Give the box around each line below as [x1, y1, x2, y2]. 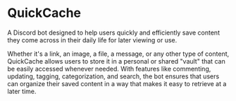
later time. [7, 87, 37, 95]
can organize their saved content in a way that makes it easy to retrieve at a [7, 79, 227, 88]
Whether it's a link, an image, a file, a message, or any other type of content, [7, 49, 230, 58]
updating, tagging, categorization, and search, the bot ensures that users [7, 72, 220, 81]
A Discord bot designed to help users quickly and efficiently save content [7, 28, 221, 37]
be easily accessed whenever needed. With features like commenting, [7, 64, 211, 73]
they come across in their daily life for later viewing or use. [7, 35, 178, 44]
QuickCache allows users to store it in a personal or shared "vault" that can [7, 57, 225, 65]
